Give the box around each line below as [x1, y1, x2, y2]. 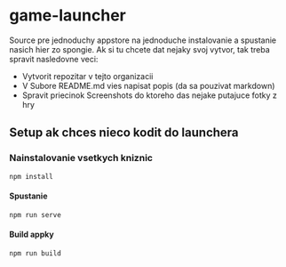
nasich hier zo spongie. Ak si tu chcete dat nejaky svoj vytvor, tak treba [9, 44, 270, 54]
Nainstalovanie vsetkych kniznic [9, 152, 154, 165]
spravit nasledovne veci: [9, 53, 99, 64]
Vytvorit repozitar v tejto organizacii [21, 70, 154, 81]
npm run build [9, 249, 62, 258]
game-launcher [9, 5, 126, 26]
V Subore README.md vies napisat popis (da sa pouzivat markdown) [21, 80, 275, 91]
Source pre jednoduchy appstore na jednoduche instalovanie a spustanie [9, 35, 277, 45]
